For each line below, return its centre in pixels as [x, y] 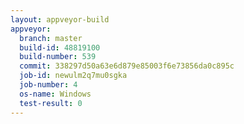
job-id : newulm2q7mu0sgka [73, 76]
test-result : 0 [51, 103]
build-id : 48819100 [60, 47]
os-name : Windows [55, 94]
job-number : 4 [48, 85]
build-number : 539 [58, 57]
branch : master [51, 38]
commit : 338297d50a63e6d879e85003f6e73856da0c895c [127, 66]
